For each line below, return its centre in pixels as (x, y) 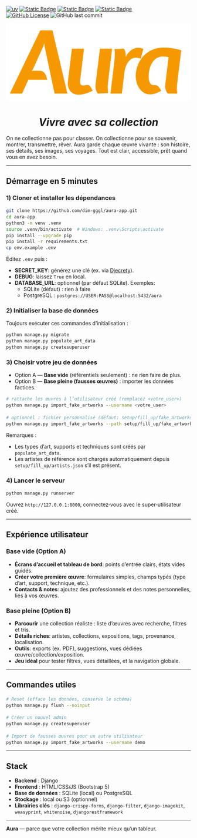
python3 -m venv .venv (34, 223)
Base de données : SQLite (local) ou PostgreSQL (74, 793)
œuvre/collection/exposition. (50, 654)
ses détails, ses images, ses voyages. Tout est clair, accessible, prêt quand (97, 151)
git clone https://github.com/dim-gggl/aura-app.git (72, 211)
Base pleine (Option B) (39, 611)
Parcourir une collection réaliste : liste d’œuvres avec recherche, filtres (100, 623)
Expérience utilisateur (47, 535)
